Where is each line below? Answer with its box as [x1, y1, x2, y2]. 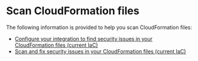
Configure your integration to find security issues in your [14, 35, 152, 42]
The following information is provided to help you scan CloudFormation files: [6, 24, 192, 31]
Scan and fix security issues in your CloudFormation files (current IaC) [14, 47, 186, 54]
